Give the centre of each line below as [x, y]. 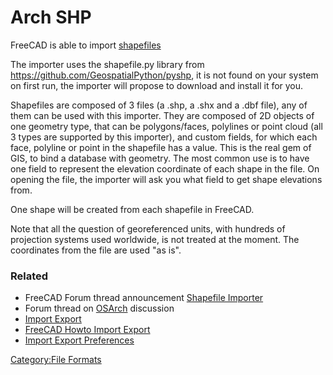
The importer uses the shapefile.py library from [107, 64]
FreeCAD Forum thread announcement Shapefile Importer [144, 298]
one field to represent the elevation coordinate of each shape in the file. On [165, 168]
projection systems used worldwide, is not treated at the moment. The [155, 239]
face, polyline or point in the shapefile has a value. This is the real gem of [161, 147]
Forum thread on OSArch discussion [99, 308]
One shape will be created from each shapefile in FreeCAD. [132, 209]
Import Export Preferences [79, 340]
